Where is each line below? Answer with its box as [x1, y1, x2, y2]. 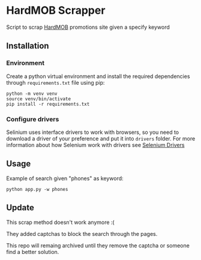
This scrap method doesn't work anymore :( [6, 219, 115, 226]
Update [6, 202, 35, 213]
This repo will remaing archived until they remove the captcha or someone [6, 241, 190, 249]
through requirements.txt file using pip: [6, 79, 105, 86]
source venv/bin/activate [6, 95, 71, 102]
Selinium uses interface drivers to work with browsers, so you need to [6, 128, 179, 136]
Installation [6, 41, 49, 51]
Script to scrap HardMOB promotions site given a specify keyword [6, 23, 170, 31]
